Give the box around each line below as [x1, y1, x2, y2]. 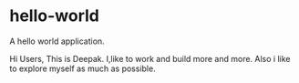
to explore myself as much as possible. [9, 63, 157, 74]
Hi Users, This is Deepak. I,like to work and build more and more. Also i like [9, 53, 291, 64]
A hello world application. [9, 36, 105, 47]
